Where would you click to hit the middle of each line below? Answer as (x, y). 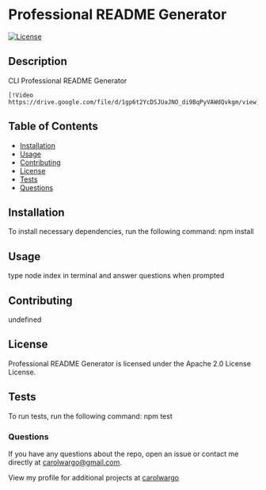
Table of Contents (53, 126)
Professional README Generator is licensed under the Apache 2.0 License (130, 363)
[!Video (21, 95)
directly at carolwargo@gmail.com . (65, 462)
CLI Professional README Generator (68, 80)
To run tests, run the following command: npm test (90, 416)
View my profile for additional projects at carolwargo (94, 477)
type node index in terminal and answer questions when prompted (116, 276)
